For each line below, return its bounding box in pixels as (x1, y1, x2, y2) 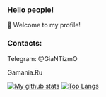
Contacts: (7, 39, 42, 48)
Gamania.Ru (7, 68, 43, 77)
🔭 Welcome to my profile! (7, 21, 81, 30)
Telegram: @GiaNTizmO (7, 54, 78, 63)
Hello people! (7, 5, 54, 15)
